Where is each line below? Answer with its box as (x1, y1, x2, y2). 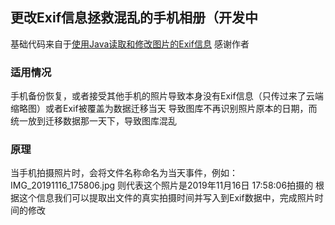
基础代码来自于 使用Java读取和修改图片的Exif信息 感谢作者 (10, 38, 250, 50)
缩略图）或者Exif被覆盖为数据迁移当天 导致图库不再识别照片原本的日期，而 (10, 103, 318, 115)
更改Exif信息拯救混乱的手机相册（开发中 (10, 9, 258, 27)
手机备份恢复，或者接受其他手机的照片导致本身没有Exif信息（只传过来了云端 (10, 90, 324, 102)
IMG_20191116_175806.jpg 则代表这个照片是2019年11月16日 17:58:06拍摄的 (10, 179, 314, 192)
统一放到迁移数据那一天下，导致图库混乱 (10, 115, 177, 127)
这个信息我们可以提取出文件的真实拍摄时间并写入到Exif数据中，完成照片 (18, 192, 315, 204)
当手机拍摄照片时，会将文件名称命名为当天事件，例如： (10, 167, 238, 179)
